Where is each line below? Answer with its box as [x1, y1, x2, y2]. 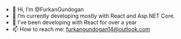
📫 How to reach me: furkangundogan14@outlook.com [12, 26, 150, 33]
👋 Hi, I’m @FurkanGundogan [12, 6, 84, 13]
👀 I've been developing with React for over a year [12, 19, 137, 26]
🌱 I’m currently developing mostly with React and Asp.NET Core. [12, 12, 175, 19]
